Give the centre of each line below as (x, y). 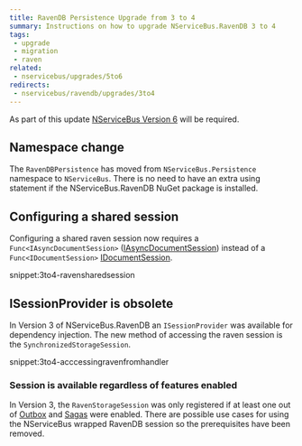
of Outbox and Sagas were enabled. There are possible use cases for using (149, 414)
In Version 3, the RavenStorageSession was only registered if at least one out (150, 405)
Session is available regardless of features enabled (124, 385)
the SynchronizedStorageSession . (70, 344)
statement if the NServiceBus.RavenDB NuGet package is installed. (134, 188)
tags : (19, 34)
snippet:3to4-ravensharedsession (72, 275)
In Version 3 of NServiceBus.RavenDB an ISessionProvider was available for (151, 325)
